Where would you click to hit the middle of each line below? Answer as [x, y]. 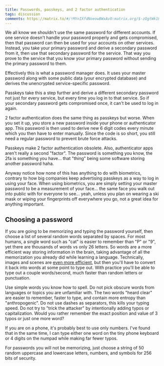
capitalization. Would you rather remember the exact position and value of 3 [81, 313]
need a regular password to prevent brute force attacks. [61, 139]
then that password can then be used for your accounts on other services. [80, 43]
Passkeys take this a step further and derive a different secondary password [82, 93]
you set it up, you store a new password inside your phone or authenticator [81, 123]
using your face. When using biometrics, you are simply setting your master [81, 183]
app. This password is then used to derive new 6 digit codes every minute [79, 128]
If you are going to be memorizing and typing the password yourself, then [79, 231]
